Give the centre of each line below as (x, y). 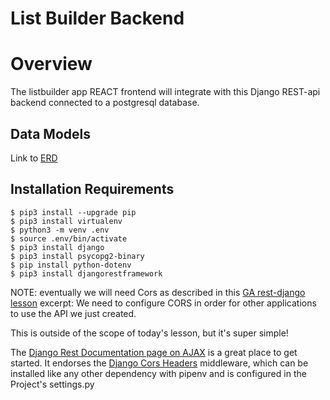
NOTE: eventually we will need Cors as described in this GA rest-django (158, 292)
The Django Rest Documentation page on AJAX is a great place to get (154, 352)
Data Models (50, 133)
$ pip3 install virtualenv (66, 221)
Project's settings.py (52, 384)
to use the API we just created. (73, 313)
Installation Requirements (92, 189)
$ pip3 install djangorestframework (86, 273)
